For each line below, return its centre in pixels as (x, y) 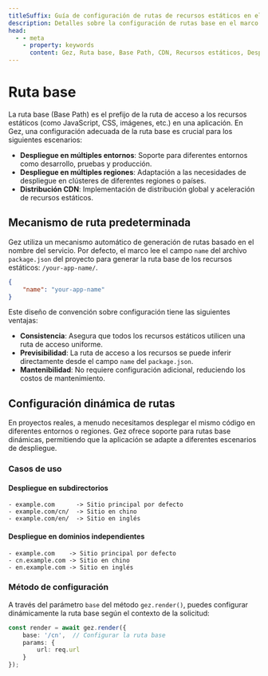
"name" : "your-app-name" (64, 289)
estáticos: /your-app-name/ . (53, 267)
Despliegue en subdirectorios (59, 488)
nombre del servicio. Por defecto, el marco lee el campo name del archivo (128, 250)
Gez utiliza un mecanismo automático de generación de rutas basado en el (131, 242)
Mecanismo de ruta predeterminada (100, 223)
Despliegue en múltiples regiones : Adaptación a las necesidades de (133, 172)
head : (17, 30)
